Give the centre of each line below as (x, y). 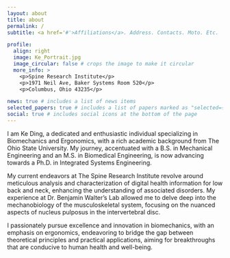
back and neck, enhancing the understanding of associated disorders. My (111, 190)
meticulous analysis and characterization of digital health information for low (115, 183)
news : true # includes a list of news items (72, 102)
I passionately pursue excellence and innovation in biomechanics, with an (111, 225)
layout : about (27, 13)
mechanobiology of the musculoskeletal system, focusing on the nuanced (111, 205)
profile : (20, 45)
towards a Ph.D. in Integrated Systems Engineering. (79, 162)
